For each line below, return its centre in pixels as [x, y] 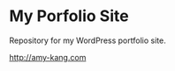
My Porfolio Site [69, 16]
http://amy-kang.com [48, 57]
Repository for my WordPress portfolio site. [87, 40]
